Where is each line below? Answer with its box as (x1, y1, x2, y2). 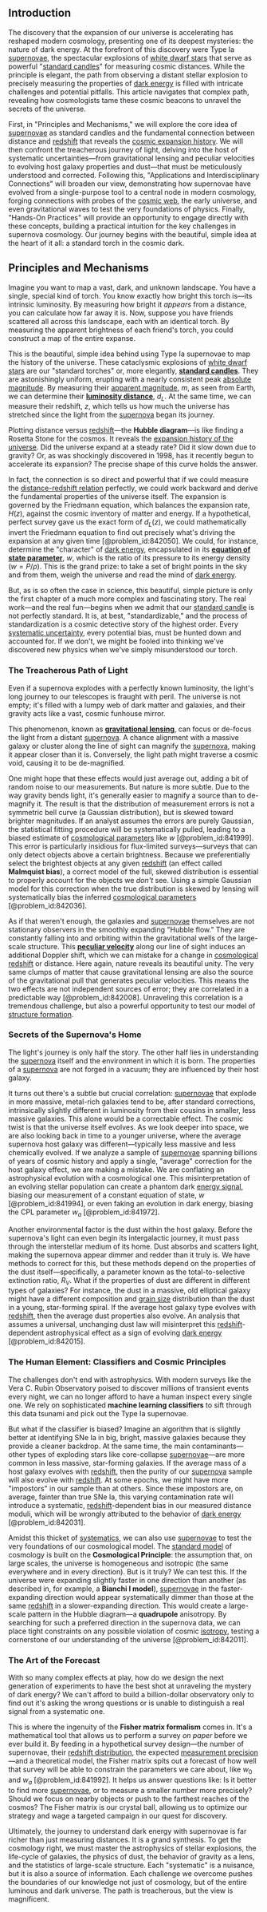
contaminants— (191, 1441, 244, 1451)
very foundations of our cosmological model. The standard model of (8, 1541, 233, 1551)
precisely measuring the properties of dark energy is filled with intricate (8, 78, 244, 88)
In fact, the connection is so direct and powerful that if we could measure (8, 475, 249, 485)
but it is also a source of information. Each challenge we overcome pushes (8, 1868, 253, 1878)
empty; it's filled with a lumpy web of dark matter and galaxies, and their (8, 700, 245, 710)
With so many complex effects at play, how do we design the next (8, 1673, 225, 1682)
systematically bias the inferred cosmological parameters (8, 892, 197, 901)
